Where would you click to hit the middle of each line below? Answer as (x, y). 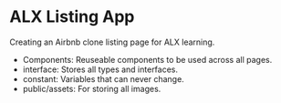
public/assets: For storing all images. (92, 88)
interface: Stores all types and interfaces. (100, 69)
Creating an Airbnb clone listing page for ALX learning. (112, 42)
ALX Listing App (72, 17)
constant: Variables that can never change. (103, 78)
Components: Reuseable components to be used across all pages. (147, 59)
